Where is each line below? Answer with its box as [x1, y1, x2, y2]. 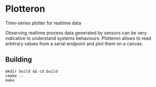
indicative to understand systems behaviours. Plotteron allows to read [5, 35, 151, 41]
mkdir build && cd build [5, 69, 58, 74]
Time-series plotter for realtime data [5, 20, 81, 26]
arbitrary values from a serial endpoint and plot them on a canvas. [5, 40, 143, 46]
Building [5, 55, 32, 64]
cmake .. [5, 73, 24, 78]
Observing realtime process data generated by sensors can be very [5, 30, 147, 36]
